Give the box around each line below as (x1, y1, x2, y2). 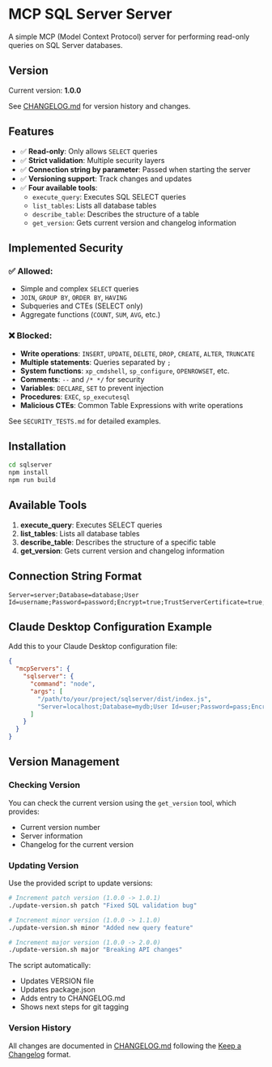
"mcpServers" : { (15, 665, 70, 673)
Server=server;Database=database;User (8, 591, 139, 599)
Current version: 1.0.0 (8, 85, 82, 95)
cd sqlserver (8, 461, 53, 469)
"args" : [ (29, 687, 63, 695)
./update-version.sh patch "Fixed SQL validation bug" (8, 901, 198, 910)
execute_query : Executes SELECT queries (19, 520, 163, 530)
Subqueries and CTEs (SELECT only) (19, 301, 143, 311)
